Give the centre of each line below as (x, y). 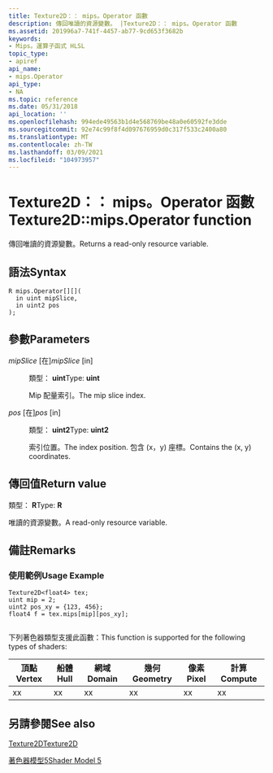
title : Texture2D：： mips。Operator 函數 (78, 16)
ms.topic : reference (43, 99)
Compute (239, 679)
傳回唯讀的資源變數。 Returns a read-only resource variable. (108, 244)
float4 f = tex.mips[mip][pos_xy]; (69, 614)
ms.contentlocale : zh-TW (50, 144)
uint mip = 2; (32, 600)
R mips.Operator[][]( (45, 291)
